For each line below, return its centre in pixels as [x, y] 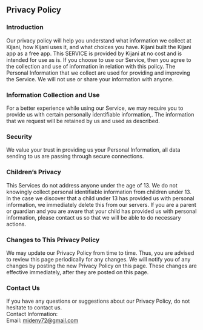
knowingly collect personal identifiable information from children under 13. [99, 192]
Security [19, 136]
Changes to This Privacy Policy [53, 240]
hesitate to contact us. [34, 308]
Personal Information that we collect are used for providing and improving [98, 73]
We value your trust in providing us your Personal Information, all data [93, 150]
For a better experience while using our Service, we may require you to [95, 108]
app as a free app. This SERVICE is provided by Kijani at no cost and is [94, 53]
